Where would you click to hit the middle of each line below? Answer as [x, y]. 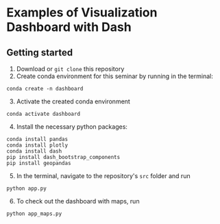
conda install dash [34, 151]
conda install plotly [37, 145]
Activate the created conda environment [73, 101]
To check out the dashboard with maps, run [78, 201]
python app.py [27, 188]
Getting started [40, 52]
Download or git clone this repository [70, 69]
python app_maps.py [34, 214]
